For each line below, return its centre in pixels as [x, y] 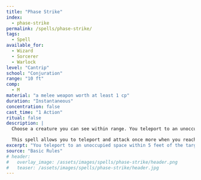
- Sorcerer [25, 56]
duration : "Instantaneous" [40, 101]
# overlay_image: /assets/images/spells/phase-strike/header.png [92, 162]
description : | [25, 124]
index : [14, 17]
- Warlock [24, 62]
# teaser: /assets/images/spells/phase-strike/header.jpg [83, 168]
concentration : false [33, 106]
